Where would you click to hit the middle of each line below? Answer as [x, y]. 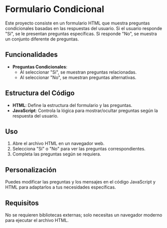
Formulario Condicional [55, 9]
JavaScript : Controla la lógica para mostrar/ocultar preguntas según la [85, 110]
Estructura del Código [40, 93]
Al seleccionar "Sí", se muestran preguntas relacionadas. [78, 72]
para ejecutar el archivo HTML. [37, 220]
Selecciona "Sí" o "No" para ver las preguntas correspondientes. [79, 149]
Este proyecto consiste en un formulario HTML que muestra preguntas [78, 23]
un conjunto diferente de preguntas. [42, 39]
